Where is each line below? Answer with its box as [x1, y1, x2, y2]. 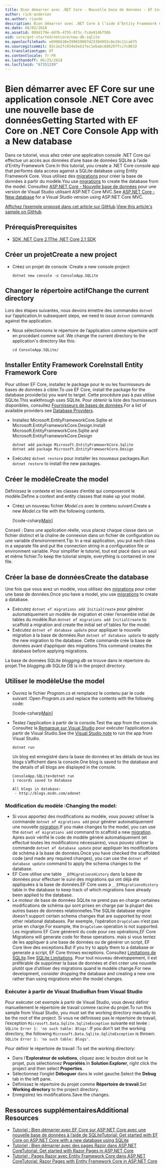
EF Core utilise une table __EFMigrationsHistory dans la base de [12, 871, 142, 877]
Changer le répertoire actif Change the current [5, 286, 149, 295]
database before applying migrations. [12, 648, 88, 654]
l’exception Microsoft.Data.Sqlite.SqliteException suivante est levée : [5, 1020, 150, 1026]
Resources [5, 1114, 39, 1122]
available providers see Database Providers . [5, 408, 94, 414]
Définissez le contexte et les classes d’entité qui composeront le [5, 488, 135, 494]
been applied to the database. [12, 892, 73, 898]
